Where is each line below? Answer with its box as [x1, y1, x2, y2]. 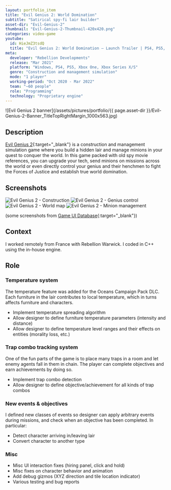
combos [12, 387, 30, 393]
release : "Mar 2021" [10, 60, 54, 65]
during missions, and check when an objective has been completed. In [5, 417, 154, 423]
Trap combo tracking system [5, 344, 78, 351]
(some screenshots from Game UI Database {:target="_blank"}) [5, 212, 138, 219]
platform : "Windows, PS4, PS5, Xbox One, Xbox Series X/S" [10, 65, 138, 70]
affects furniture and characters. [5, 299, 74, 305]
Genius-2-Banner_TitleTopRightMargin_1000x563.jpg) [5, 113, 118, 119]
